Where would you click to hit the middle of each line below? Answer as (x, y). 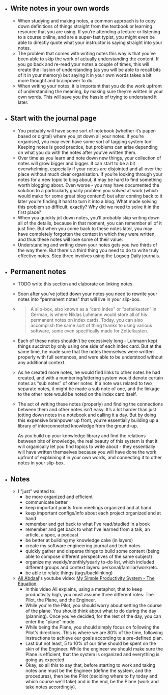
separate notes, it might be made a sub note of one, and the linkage (89, 389)
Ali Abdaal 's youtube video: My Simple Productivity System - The (86, 578)
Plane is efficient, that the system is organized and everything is (92, 655)
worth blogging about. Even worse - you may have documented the (88, 185)
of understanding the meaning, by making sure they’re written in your (90, 91)
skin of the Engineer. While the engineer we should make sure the (94, 649)
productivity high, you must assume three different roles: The (90, 595)
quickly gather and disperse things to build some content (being (92, 551)
